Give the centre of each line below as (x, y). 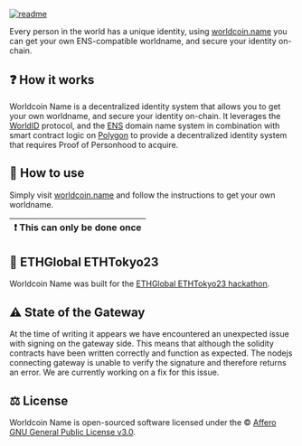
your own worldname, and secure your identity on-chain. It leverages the (145, 116)
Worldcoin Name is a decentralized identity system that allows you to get (145, 106)
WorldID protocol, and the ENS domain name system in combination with (145, 125)
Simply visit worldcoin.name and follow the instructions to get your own (142, 195)
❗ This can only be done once (78, 228)
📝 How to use (47, 173)
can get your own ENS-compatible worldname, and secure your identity (143, 41)
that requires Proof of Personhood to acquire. (94, 144)
